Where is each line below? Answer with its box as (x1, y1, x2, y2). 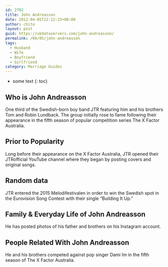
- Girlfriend (10, 60, 37, 65)
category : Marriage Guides (5, 64, 62, 69)
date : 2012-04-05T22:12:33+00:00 (5, 17, 76, 22)
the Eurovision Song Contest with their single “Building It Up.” (5, 195, 133, 201)
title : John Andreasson (5, 12, 56, 17)
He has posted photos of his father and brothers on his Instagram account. (5, 223, 161, 229)
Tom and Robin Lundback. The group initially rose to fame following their (5, 111, 157, 117)
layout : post (5, 26, 33, 32)
